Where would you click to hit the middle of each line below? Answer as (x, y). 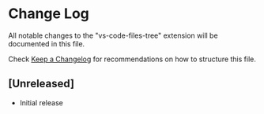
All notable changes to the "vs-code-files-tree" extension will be (113, 35)
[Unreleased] (41, 84)
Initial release (41, 102)
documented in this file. (47, 43)
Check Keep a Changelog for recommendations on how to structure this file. (132, 59)
